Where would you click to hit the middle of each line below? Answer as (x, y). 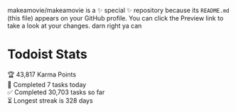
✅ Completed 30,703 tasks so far (56, 92)
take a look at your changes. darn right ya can (75, 26)
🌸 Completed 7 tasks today (47, 84)
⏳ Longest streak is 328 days (50, 100)
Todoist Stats (47, 54)
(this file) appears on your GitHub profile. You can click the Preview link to (116, 18)
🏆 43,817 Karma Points (42, 74)
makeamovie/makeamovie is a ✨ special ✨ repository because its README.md (118, 10)
